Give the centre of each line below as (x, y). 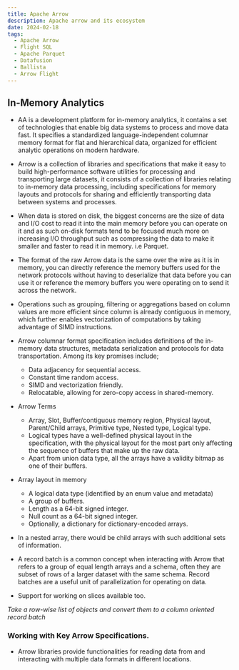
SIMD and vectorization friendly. (76, 385)
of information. (40, 545)
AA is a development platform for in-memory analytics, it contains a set (122, 120)
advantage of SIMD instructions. (65, 327)
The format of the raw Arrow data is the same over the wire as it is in (118, 260)
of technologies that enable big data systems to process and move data (123, 127)
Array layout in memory (52, 480)
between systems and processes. (67, 202)
